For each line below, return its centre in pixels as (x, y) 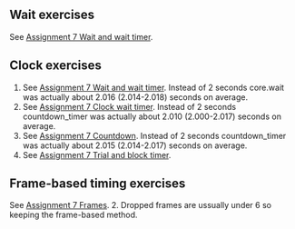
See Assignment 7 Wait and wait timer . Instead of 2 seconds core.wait (153, 87)
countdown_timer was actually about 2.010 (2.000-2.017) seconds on (152, 116)
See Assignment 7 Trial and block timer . (97, 154)
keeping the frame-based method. (74, 215)
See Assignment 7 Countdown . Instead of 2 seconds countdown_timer (154, 135)
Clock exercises (56, 66)
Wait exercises (52, 15)
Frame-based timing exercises (98, 184)
